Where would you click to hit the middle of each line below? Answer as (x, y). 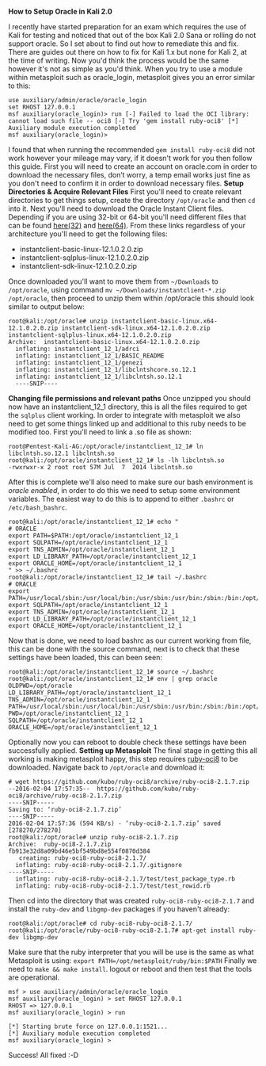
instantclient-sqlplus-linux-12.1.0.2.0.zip (84, 258)
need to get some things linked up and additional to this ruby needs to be (127, 424)
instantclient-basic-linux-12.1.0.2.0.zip (82, 249)
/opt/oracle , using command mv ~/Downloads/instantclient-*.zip (117, 290)
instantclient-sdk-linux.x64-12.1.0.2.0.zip (136, 328)
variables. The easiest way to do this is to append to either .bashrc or (122, 499)
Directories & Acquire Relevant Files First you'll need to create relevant (125, 192)
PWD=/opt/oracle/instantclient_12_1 (68, 713)
